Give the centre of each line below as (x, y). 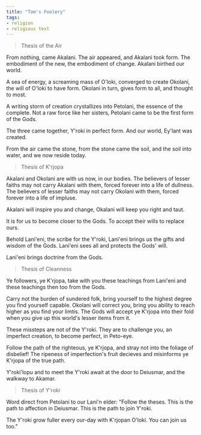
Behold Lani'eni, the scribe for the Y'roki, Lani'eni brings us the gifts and (95, 239)
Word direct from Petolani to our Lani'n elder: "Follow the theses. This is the (100, 402)
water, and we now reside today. (46, 155)
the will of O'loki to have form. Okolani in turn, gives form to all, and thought (100, 89)
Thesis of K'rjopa (42, 167)
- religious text (28, 29)
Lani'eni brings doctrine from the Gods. (55, 257)
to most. (16, 95)
